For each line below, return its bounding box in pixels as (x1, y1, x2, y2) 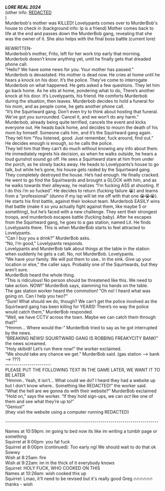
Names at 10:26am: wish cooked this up (5, 471, 86, 476)
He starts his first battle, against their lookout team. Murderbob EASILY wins (5, 198, 160, 204)
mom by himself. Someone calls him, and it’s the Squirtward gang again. (5, 130, 152, 135)
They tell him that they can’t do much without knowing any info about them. (5, 146, 159, 151)
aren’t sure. (5, 267, 29, 272)
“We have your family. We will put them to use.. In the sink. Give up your (5, 256, 152, 262)
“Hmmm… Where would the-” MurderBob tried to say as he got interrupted (5, 325, 158, 330)
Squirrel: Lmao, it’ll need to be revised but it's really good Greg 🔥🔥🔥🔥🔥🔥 (5, 476, 153, 482)
